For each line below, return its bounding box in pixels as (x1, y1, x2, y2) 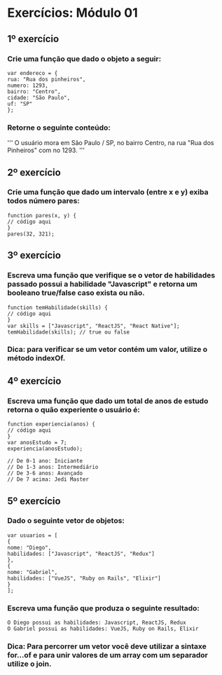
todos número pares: (7, 196, 81, 206)
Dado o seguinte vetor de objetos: (7, 516, 125, 526)
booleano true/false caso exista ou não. (7, 288, 145, 298)
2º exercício (7, 166, 61, 178)
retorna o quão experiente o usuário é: (7, 404, 140, 414)
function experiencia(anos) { (7, 421, 96, 428)
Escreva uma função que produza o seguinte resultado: (7, 603, 200, 613)
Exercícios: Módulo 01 (7, 5, 138, 21)
